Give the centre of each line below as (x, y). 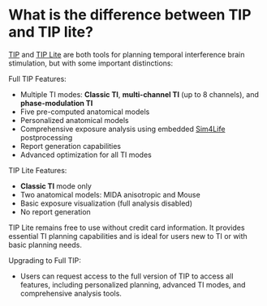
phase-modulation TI (56, 103)
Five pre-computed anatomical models (85, 112)
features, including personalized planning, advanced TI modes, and (133, 284)
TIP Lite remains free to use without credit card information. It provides (127, 227)
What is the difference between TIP (130, 15)
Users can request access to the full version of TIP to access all (127, 276)
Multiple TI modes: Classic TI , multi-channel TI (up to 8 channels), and (140, 94)
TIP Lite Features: (38, 170)
